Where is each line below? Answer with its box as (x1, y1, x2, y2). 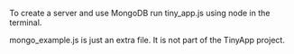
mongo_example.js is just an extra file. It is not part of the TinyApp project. (9, 35, 286, 45)
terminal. (9, 17, 42, 28)
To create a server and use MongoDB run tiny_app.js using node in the (9, 8, 271, 18)
